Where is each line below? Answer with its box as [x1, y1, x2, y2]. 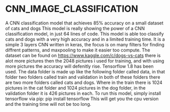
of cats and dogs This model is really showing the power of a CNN [5, 25, 145, 31]
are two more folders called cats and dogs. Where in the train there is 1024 [5, 79, 162, 86]
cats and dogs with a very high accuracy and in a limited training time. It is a [5, 36, 165, 42]
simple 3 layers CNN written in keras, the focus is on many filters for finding [5, 41, 165, 47]
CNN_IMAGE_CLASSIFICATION [5, 3, 138, 15]
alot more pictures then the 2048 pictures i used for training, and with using [5, 58, 164, 64]
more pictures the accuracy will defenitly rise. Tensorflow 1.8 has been [5, 63, 154, 69]
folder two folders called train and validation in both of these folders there [5, 74, 161, 80]
